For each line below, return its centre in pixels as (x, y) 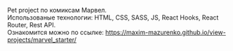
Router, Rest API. (32, 25)
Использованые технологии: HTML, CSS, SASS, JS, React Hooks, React (113, 17)
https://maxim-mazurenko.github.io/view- (165, 32)
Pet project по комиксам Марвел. (57, 10)
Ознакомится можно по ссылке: (55, 32)
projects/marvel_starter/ (42, 40)
